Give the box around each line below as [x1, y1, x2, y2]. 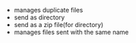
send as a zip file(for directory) [13, 21, 104, 28]
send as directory [13, 13, 65, 21]
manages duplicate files [13, 6, 83, 14]
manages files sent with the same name [13, 28, 129, 36]
